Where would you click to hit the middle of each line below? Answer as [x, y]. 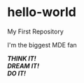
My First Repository [36, 31]
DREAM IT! [23, 66]
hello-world [42, 12]
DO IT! [17, 73]
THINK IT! [22, 58]
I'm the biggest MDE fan [42, 45]
